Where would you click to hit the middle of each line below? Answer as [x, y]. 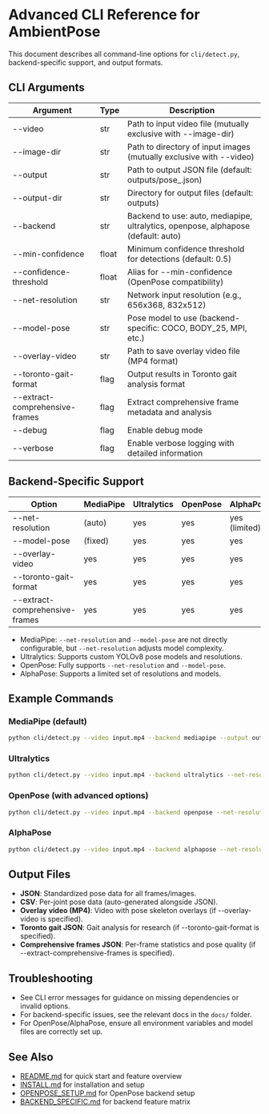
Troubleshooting [51, 978]
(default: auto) [154, 235]
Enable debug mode [165, 430]
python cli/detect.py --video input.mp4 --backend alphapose [112, 849]
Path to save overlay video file [183, 351]
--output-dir [37, 198]
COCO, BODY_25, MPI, [204, 328]
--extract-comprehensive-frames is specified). [97, 953]
